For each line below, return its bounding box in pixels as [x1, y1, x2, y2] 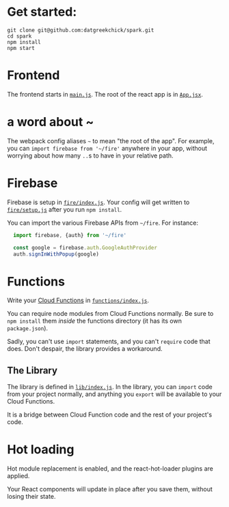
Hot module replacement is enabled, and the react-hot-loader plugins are [7, 465, 213, 473]
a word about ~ [7, 114, 94, 130]
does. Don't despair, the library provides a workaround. [7, 345, 163, 353]
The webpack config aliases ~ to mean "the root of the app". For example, [7, 136, 215, 145]
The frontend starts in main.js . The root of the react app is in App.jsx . [7, 90, 203, 98]
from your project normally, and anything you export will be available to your [7, 390, 222, 398]
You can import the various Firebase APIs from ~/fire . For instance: [7, 219, 198, 227]
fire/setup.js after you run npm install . [7, 205, 122, 213]
